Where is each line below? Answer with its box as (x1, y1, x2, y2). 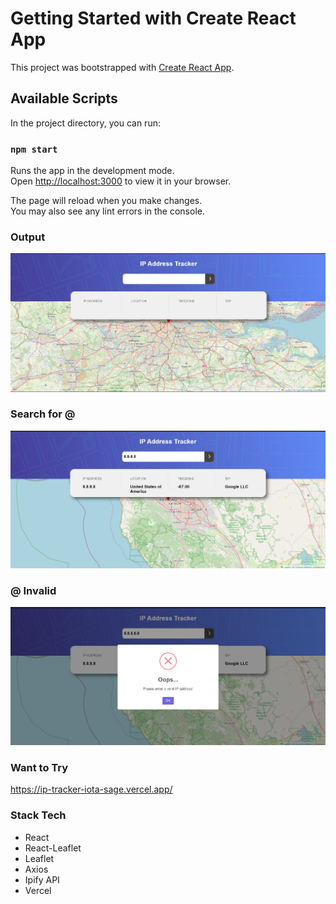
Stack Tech (10, 808, 67, 822)
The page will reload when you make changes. (10, 195, 203, 207)
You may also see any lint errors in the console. (10, 205, 205, 217)
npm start (10, 143, 58, 155)
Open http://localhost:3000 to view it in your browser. (10, 175, 232, 187)
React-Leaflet (24, 842, 82, 854)
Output (10, 230, 46, 244)
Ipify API (24, 873, 60, 886)
